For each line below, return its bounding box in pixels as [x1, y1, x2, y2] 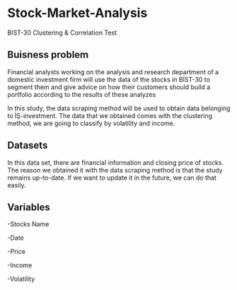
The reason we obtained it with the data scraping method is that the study [7, 166, 223, 174]
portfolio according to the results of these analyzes [7, 90, 156, 98]
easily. [7, 180, 26, 189]
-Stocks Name [7, 220, 50, 228]
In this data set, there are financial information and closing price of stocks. [7, 158, 224, 167]
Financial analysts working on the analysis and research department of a [7, 67, 219, 76]
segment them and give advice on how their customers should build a [7, 83, 211, 91]
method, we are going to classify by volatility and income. [7, 119, 175, 127]
